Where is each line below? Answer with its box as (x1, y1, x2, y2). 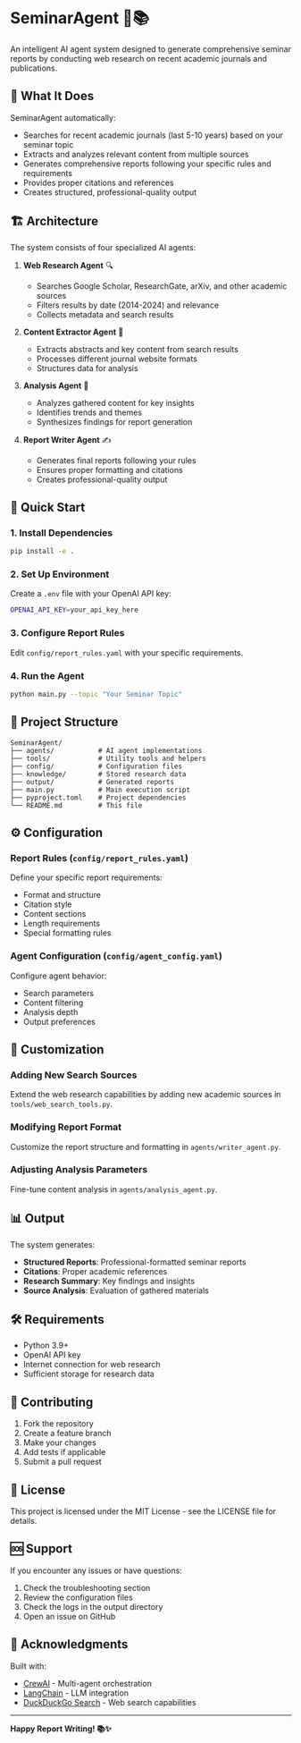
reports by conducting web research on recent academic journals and (10, 53, 267, 63)
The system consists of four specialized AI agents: (10, 241, 196, 252)
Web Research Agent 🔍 (22, 259, 114, 270)
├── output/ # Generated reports (10, 777, 175, 786)
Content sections (22, 909, 87, 919)
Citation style (22, 899, 72, 910)
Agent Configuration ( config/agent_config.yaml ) (10, 950, 222, 962)
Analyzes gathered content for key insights (36, 397, 195, 408)
